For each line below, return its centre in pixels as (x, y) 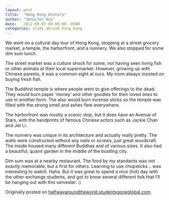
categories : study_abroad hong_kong (44, 29)
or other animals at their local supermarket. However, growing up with (78, 69)
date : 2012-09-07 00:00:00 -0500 (43, 24)
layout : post (19, 10)
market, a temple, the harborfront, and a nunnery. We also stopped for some (84, 48)
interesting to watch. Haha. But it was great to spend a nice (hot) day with (81, 172)
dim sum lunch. (21, 54)
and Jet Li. (16, 126)
